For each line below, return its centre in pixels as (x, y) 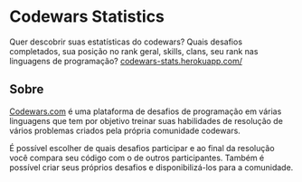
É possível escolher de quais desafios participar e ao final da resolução (142, 148)
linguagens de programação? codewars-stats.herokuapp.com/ (126, 61)
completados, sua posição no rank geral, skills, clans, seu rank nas (134, 51)
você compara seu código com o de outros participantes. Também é (137, 158)
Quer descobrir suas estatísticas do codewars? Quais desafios (126, 42)
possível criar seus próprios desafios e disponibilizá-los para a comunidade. (151, 167)
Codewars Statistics (87, 17)
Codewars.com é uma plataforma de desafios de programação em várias (146, 111)
